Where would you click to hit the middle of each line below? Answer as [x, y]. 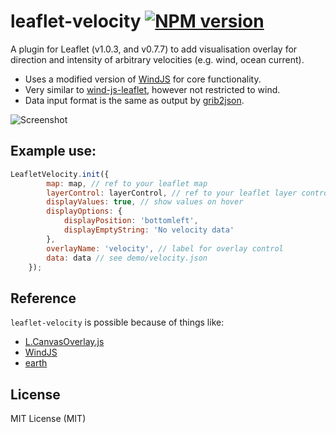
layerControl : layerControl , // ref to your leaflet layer [172, 193]
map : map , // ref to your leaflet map [127, 183]
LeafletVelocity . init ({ [60, 174]
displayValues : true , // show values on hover [145, 202]
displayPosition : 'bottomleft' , [131, 221]
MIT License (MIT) [48, 418]
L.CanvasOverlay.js [64, 342]
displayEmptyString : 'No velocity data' [149, 230]
